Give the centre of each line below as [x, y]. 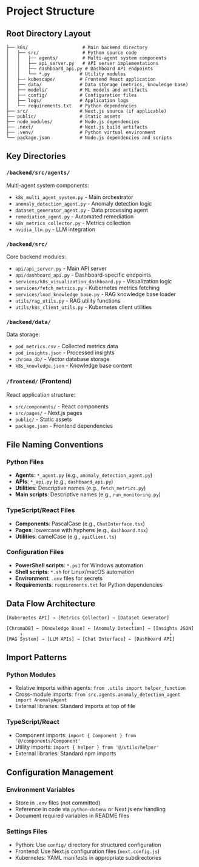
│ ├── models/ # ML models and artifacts [77, 90]
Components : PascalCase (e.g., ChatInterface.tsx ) [80, 524]
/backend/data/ [29, 322]
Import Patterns [37, 657]
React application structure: [41, 394]
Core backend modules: [36, 257]
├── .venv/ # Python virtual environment [81, 132]
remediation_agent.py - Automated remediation [74, 216]
